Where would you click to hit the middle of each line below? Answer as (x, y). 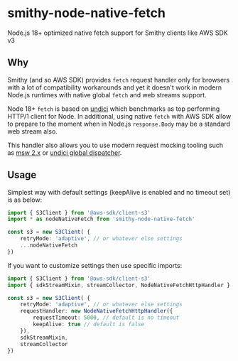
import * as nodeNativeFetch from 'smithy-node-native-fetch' (101, 219)
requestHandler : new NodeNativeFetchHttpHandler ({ (97, 311)
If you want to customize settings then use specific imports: (95, 265)
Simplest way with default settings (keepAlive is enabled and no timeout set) (119, 192)
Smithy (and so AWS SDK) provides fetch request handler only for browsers (119, 80)
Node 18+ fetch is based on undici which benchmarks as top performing (114, 109)
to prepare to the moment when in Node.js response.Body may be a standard (119, 124)
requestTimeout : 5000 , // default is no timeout (106, 318)
